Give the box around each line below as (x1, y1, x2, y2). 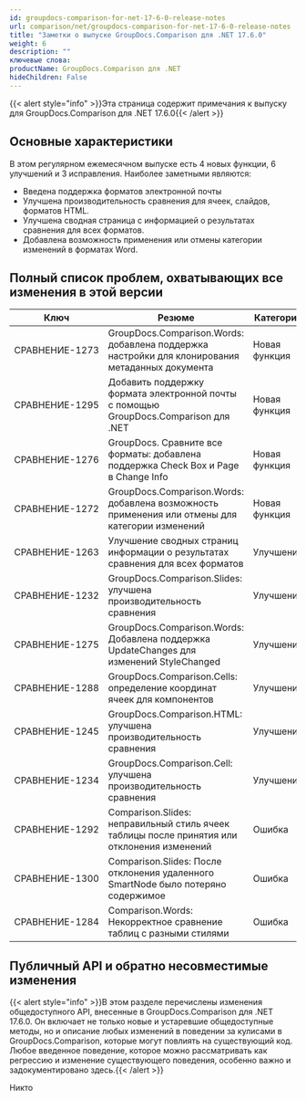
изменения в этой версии (9, 284, 164, 299)
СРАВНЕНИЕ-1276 (14, 454, 100, 466)
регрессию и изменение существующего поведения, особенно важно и (9, 1055, 291, 1066)
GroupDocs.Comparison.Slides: (107, 572, 243, 585)
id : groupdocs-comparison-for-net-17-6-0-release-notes (9, 13, 226, 23)
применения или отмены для (107, 508, 238, 521)
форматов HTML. (22, 204, 89, 215)
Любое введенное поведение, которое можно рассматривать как (9, 1045, 268, 1056)
